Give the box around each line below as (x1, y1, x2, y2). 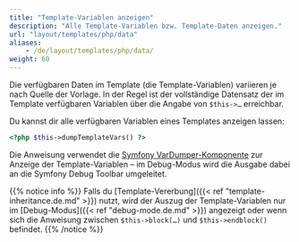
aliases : (9, 38, 42, 48)
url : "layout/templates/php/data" (9, 30, 139, 39)
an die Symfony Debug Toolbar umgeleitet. (9, 168, 167, 179)
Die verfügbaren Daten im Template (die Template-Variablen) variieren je (9, 80, 278, 90)
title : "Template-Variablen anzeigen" (9, 13, 154, 22)
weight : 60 (9, 55, 50, 64)
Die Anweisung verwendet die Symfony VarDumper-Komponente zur (9, 149, 263, 160)
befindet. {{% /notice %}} (9, 223, 104, 234)
